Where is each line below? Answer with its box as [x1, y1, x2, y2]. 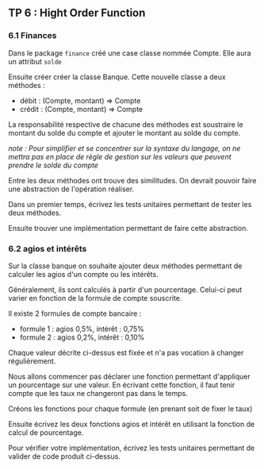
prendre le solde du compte [8, 160, 99, 170]
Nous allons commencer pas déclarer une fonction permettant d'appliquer [8, 371, 251, 381]
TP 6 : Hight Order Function [8, 6, 146, 20]
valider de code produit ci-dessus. [8, 452, 121, 461]
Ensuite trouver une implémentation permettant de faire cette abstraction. [8, 223, 248, 233]
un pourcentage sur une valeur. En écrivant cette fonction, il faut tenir [8, 380, 235, 390]
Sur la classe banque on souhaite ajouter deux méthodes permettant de [8, 261, 243, 271]
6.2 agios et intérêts [8, 243, 87, 254]
